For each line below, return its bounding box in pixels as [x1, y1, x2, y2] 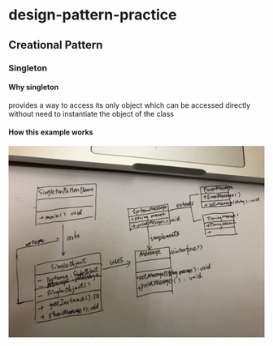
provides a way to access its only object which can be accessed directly [8, 100, 251, 110]
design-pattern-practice [8, 6, 177, 24]
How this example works [8, 127, 93, 137]
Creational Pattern [8, 38, 103, 52]
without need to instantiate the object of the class [8, 109, 175, 118]
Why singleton [8, 83, 59, 92]
